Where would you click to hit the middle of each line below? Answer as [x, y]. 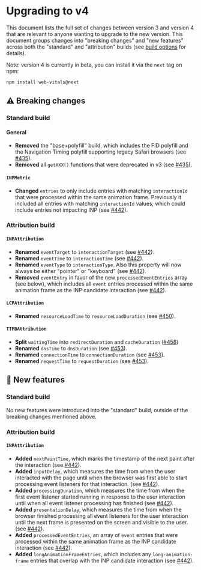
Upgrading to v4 [47, 11]
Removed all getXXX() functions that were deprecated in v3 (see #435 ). [103, 165]
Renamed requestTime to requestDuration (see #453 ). [82, 361]
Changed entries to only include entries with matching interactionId [101, 191]
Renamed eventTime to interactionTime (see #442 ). [79, 258]
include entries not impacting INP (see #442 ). [71, 210]
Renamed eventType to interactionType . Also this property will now [98, 265]
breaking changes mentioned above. [52, 416]
